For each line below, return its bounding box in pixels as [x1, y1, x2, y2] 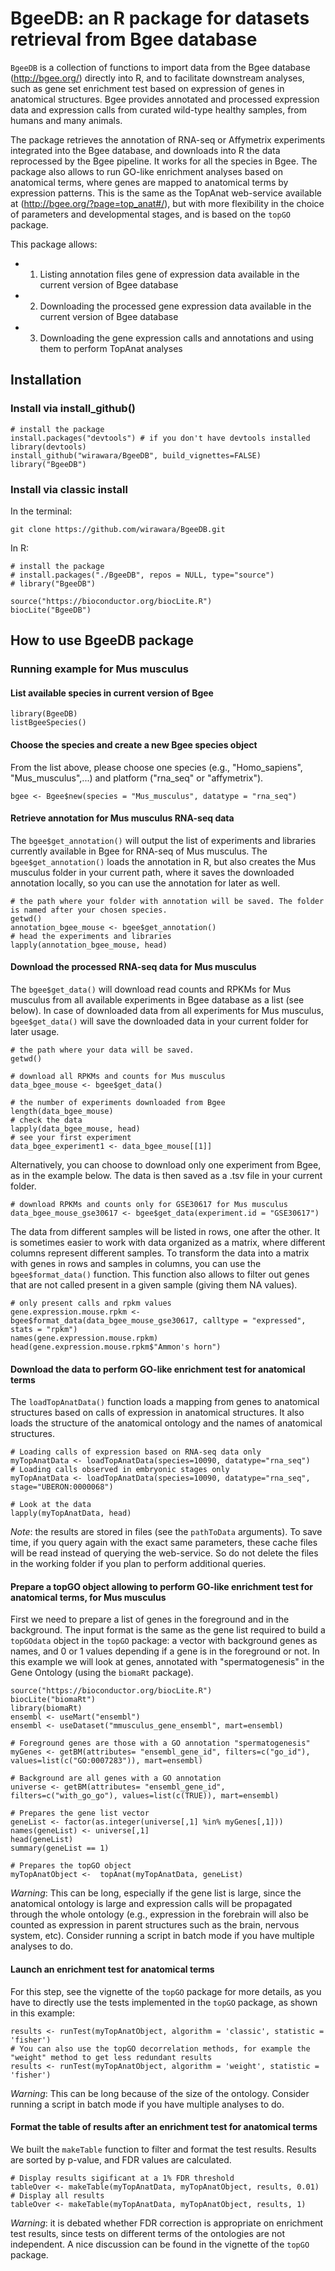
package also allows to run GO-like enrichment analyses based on [10, 165, 283, 177]
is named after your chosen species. [10, 905, 168, 915]
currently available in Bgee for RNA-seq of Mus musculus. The [10, 845, 268, 857]
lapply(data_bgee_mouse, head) [10, 1124, 141, 1134]
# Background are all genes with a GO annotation [10, 1773, 222, 1784]
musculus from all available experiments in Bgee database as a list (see [10, 994, 305, 1006]
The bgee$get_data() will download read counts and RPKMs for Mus [10, 983, 292, 996]
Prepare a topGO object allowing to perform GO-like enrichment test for [10, 1580, 313, 1592]
